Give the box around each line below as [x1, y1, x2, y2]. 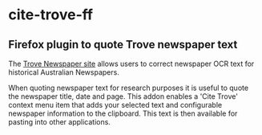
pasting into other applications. [8, 117, 111, 126]
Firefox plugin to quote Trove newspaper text [8, 38, 238, 51]
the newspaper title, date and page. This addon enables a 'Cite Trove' [8, 92, 239, 101]
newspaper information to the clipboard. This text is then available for [8, 108, 238, 118]
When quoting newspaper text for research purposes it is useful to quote [8, 83, 249, 92]
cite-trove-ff [8, 6, 94, 24]
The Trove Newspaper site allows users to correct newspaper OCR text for [8, 59, 255, 68]
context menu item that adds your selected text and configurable [8, 100, 223, 109]
